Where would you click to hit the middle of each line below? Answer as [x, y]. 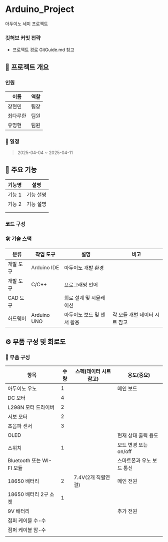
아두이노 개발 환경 [84, 268]
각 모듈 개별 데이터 [133, 315]
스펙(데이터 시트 [93, 371]
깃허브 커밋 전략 [23, 38]
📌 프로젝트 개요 [27, 67]
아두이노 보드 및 [82, 315]
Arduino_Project [40, 9]
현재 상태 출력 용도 [138, 435]
